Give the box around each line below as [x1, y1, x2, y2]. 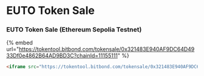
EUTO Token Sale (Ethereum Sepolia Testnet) [6, 26, 142, 34]
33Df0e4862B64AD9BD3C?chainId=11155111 [6, 52, 118, 60]
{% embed [6, 39, 33, 46]
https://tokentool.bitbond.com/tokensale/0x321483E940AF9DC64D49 [18, 46, 195, 53]
